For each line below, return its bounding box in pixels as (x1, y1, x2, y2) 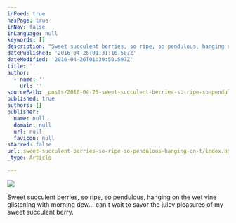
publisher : (7, 108, 39, 115)
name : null (13, 115, 46, 122)
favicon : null (13, 134, 55, 141)
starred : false (7, 141, 52, 148)
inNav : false (7, 23, 46, 30)
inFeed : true (7, 10, 46, 18)
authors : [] (7, 102, 42, 109)
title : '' (7, 63, 37, 70)
